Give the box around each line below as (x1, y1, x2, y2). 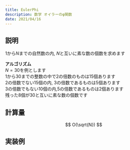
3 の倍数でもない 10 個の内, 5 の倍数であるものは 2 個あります (5, 86, 124, 92)
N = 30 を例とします (5, 67, 46, 73)
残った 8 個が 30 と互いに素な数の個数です (5, 92, 88, 98)
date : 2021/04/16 (5, 16, 41, 21)
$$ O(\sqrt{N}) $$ (65, 122, 103, 128)
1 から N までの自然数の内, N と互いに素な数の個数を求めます (5, 50, 126, 56)
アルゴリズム (5, 61, 31, 67)
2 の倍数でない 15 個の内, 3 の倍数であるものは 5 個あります (5, 80, 121, 86)
